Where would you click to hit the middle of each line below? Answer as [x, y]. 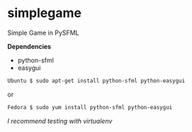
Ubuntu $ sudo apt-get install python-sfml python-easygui [96, 81]
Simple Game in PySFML [43, 33]
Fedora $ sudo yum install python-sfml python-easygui [90, 107]
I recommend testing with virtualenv [60, 121]
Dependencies [29, 46]
